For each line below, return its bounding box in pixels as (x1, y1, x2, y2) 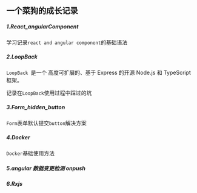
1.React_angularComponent (6, 23, 79, 30)
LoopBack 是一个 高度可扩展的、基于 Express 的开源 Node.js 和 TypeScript (6, 69, 191, 77)
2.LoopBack (6, 53, 38, 60)
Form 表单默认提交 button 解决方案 (6, 119, 87, 127)
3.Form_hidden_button (6, 103, 65, 110)
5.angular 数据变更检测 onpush (6, 165, 86, 172)
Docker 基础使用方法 (6, 150, 55, 157)
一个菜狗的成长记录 (6, 5, 78, 16)
